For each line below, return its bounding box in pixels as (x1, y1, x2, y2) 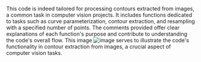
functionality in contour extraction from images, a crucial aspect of (6, 43, 171, 50)
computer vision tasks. (6, 49, 62, 56)
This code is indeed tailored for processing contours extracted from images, (6, 5, 195, 12)
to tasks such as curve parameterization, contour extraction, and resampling (6, 18, 195, 24)
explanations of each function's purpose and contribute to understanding (6, 30, 188, 38)
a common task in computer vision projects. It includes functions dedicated (6, 11, 193, 18)
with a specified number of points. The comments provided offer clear (6, 24, 180, 31)
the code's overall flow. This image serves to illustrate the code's (6, 37, 190, 44)
